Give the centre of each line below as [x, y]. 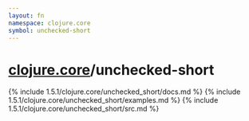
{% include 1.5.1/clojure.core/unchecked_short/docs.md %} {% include [125, 92]
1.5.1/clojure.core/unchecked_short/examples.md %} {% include [113, 100]
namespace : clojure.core [49, 23]
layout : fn [26, 16]
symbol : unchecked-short [49, 30]
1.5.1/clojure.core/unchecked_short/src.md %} [84, 109]
